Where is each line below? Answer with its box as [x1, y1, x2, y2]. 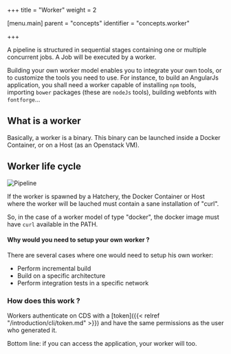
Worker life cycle [7, 161, 81, 172]
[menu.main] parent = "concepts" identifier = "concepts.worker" [7, 19, 190, 27]
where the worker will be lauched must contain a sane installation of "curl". [7, 199, 219, 208]
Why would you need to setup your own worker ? [7, 236, 150, 244]
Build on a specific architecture [16, 271, 106, 280]
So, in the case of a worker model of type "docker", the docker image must [7, 213, 219, 221]
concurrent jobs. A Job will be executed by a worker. [7, 53, 157, 61]
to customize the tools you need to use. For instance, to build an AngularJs [7, 73, 219, 82]
